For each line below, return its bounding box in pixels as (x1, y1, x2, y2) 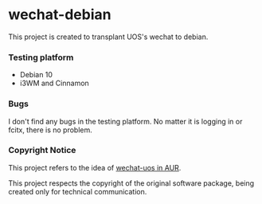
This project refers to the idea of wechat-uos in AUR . (8, 163, 182, 172)
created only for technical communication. (8, 186, 147, 196)
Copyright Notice (8, 145, 76, 156)
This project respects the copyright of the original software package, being (8, 178, 255, 188)
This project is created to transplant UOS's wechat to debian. (8, 32, 209, 41)
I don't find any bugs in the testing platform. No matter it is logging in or (8, 116, 243, 126)
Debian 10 (19, 70, 53, 80)
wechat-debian (8, 6, 111, 24)
